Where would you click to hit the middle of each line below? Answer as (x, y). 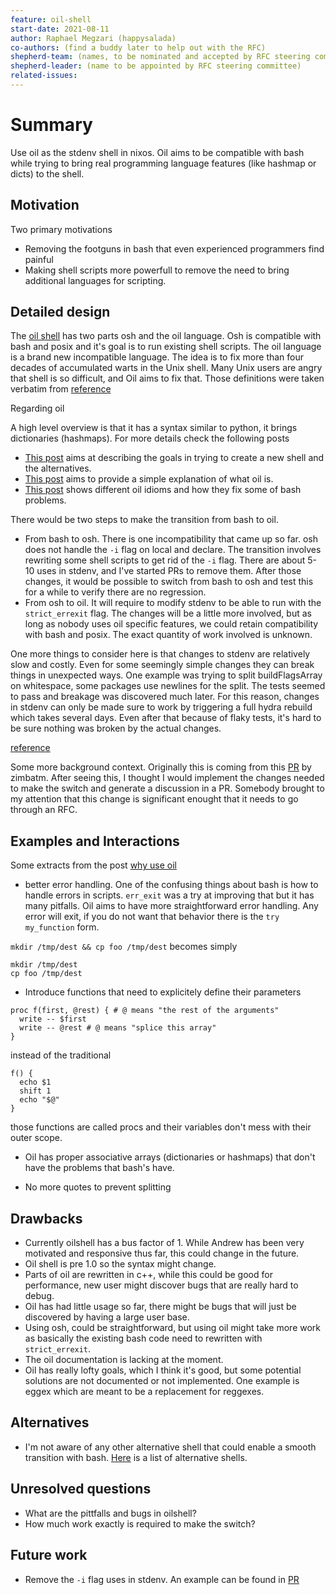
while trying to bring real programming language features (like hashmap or (163, 163)
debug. (39, 1296)
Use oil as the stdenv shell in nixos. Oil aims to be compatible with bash (157, 152)
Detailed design (60, 312)
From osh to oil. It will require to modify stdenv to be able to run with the (173, 603)
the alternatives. (58, 468)
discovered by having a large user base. (107, 1317)
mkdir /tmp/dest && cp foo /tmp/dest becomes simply (124, 947)
